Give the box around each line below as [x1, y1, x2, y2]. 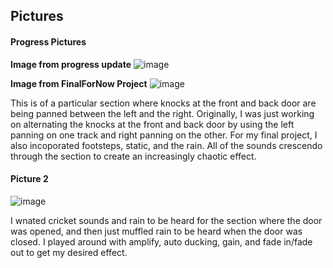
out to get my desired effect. [10, 246, 128, 258]
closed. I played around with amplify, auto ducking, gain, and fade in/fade [10, 235, 313, 248]
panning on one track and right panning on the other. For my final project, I [10, 129, 318, 141]
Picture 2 [10, 173, 49, 185]
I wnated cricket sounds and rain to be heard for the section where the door [10, 214, 323, 226]
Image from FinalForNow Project [10, 77, 148, 89]
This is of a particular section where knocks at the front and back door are [10, 97, 317, 109]
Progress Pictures [10, 35, 87, 48]
